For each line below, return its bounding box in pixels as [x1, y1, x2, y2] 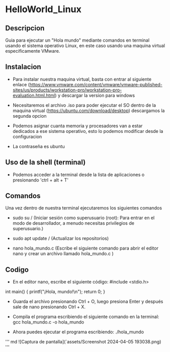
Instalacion [5, 62, 42, 72]
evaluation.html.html [12, 92, 55, 98]
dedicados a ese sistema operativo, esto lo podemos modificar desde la [12, 128, 163, 134]
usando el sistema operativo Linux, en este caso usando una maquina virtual [5, 43, 165, 49]
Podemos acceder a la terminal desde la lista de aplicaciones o [12, 171, 145, 178]
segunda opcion [12, 113, 47, 119]
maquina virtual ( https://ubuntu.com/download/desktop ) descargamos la [12, 108, 165, 114]
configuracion [12, 133, 42, 139]
